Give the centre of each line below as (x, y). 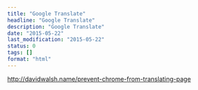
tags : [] (20, 53)
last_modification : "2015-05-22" (56, 40)
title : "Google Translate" (47, 14)
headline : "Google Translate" (51, 20)
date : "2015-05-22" (36, 33)
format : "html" (29, 59)
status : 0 (22, 46)
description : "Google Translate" (56, 27)
